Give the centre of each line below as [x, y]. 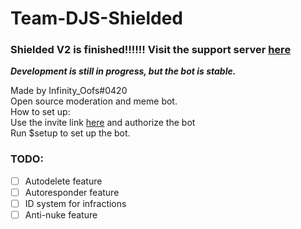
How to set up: [40, 112]
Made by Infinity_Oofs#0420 [69, 91]
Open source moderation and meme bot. [94, 101]
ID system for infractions [75, 203]
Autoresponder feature [72, 192]
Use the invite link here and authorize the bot [103, 123]
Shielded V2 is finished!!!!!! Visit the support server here [151, 50]
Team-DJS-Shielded [96, 18]
